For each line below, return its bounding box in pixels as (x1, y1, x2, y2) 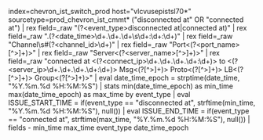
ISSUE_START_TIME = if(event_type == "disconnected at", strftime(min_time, (8, 98, 256, 107)
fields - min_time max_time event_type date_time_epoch (8, 123, 189, 132)
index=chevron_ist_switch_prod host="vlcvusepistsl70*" (8, 7, 192, 16)
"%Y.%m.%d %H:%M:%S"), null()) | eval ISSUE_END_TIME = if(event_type (8, 106, 250, 116)
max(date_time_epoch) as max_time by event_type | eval (8, 90, 191, 99)
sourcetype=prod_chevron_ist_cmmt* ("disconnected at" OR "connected (8, 15, 244, 24)
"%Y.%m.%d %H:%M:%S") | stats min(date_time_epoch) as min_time (8, 81, 234, 91)
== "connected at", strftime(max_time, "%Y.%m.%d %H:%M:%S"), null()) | (8, 115, 250, 124)
